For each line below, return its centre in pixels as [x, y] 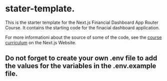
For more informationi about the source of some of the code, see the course [83, 37]
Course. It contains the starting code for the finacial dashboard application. [82, 27]
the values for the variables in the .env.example [81, 66]
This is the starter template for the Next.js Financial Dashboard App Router [82, 22]
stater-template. [40, 9]
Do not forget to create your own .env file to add [81, 58]
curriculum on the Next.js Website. [41, 42]
